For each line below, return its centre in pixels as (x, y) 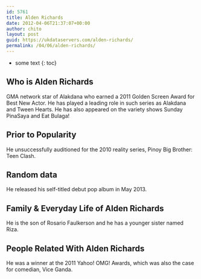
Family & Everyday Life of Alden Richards (85, 208)
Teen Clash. (21, 156)
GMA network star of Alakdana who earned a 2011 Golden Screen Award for (101, 96)
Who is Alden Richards (50, 82)
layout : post (23, 34)
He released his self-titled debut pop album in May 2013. (77, 189)
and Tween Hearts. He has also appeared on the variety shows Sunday (94, 109)
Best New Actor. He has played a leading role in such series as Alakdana (96, 103)
